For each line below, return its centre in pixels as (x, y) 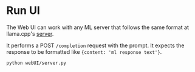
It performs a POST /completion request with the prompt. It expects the (95, 45)
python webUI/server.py (36, 63)
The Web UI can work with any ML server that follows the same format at (98, 27)
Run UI (23, 11)
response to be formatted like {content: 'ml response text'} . (84, 51)
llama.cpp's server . (30, 33)
